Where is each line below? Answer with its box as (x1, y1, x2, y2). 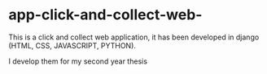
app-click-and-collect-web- (8, 6, 203, 24)
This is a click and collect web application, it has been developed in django (8, 32, 260, 42)
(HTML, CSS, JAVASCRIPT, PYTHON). (8, 40, 137, 50)
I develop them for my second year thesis (8, 56, 148, 66)
